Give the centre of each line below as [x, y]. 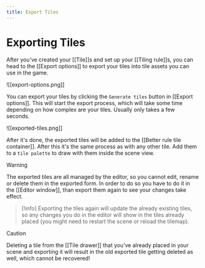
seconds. [18, 116]
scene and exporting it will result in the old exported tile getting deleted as [100, 251]
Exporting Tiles [46, 42]
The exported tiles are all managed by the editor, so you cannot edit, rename [102, 176]
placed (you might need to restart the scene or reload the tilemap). [105, 221]
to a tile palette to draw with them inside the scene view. [80, 153]
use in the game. [28, 73]
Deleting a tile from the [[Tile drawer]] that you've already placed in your [98, 245]
